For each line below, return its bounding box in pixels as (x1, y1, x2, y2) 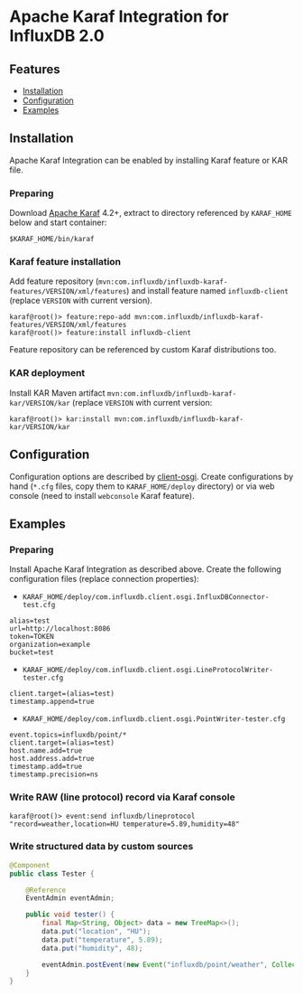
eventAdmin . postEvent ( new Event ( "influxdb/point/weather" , (41, 960, 269, 969)
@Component (9, 860, 50, 869)
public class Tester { (9, 869, 95, 878)
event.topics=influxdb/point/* (9, 730, 127, 740)
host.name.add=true (9, 746, 83, 755)
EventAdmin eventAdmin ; (25, 894, 115, 903)
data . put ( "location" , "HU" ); (41, 927, 151, 936)
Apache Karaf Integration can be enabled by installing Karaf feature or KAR (9, 155, 289, 165)
